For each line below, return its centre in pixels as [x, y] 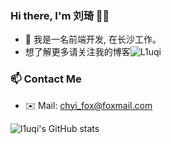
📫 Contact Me [46, 79]
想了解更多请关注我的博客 [77, 52]
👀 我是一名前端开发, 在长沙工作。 [93, 39]
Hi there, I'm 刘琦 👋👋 [60, 15]
